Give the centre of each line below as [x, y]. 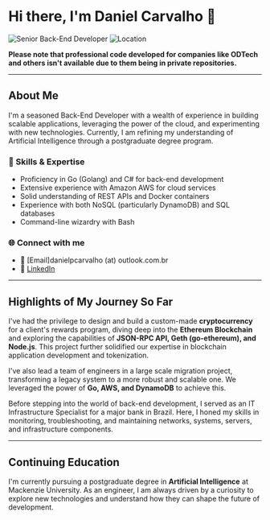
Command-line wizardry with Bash [77, 222]
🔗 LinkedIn [37, 269]
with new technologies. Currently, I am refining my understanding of [121, 132]
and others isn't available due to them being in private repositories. [123, 63]
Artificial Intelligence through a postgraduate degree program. [111, 141]
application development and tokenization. [79, 355]
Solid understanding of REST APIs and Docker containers [115, 196]
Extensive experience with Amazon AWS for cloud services [118, 188]
